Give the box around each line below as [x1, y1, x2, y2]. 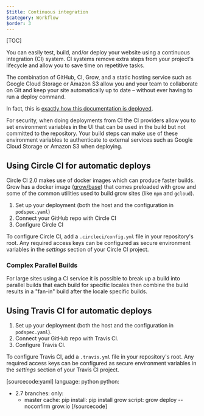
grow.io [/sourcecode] [51, 403, 108, 410]
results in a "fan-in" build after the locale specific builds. [6, 288, 148, 295]
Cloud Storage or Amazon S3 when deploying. [6, 143, 123, 150]
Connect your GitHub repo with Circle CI [15, 214, 117, 222]
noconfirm [24, 403, 51, 410]
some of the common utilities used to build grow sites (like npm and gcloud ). [6, 190, 195, 197]
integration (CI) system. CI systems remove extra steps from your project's [6, 56, 194, 63]
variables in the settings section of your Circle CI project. [6, 246, 149, 254]
